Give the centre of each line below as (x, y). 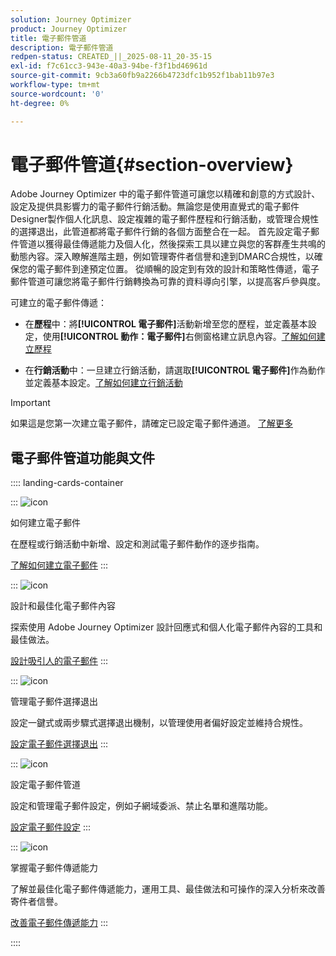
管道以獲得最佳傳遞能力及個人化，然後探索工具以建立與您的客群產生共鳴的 (172, 244)
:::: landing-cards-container (67, 483)
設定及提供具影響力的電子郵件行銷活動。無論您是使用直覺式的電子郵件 (155, 207)
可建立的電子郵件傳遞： (58, 303)
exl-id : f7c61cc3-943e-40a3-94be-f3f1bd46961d (109, 66)
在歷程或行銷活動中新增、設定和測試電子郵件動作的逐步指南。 (137, 544)
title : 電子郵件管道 (48, 38)
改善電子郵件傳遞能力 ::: (59, 923)
